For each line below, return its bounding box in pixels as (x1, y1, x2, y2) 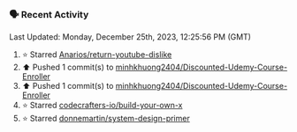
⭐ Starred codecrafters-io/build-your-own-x (21, 100, 183, 111)
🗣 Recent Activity (9, 8, 89, 20)
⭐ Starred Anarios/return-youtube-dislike (21, 49, 172, 60)
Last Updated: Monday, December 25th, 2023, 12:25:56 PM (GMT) (9, 32, 252, 42)
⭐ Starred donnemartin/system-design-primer (21, 114, 190, 124)
